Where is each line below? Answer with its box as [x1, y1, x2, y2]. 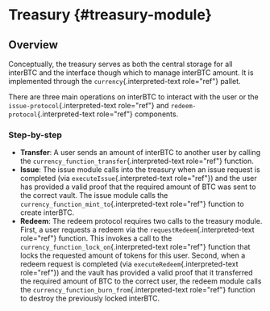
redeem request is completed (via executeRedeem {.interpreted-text [19, 259, 239, 269]
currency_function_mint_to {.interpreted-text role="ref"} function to [19, 200, 244, 209]
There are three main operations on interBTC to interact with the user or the [8, 92, 260, 102]
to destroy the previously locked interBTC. [19, 293, 160, 304]
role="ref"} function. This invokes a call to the [19, 233, 172, 243]
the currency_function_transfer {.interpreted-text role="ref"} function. [19, 156, 254, 166]
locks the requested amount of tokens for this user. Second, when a [19, 250, 246, 260]
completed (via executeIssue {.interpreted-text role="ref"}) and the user [19, 174, 258, 183]
